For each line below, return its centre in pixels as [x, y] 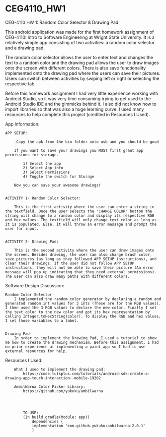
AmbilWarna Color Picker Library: [50, 387]
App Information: [22, 124]
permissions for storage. [32, 155]
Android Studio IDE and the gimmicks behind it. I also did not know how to [81, 104]
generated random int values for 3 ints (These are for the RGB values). [83, 303]
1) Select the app [42, 163]
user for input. [22, 229]
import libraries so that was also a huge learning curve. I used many [75, 109]
